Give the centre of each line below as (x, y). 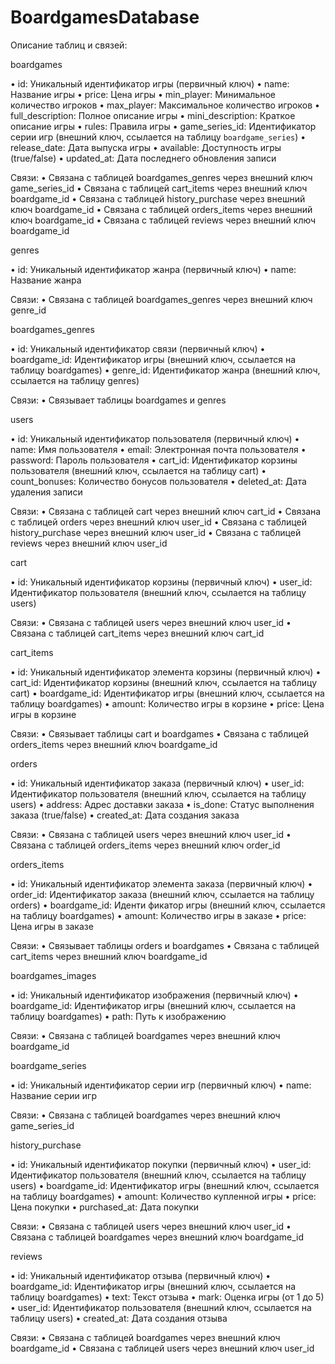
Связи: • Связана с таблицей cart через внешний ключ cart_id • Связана (166, 511)
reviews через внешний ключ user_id (89, 543)
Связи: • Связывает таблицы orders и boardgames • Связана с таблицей (165, 945)
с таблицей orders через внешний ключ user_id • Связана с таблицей (158, 522)
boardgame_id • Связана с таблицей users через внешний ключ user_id (162, 1348)
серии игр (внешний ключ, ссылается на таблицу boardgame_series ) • (158, 137)
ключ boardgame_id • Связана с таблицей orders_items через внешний (161, 209)
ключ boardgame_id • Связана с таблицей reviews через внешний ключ (163, 220)
